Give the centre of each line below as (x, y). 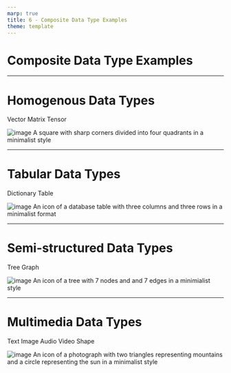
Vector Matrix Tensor (37, 119)
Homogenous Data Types (81, 100)
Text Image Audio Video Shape (51, 341)
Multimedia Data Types (75, 322)
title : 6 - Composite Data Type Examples (67, 20)
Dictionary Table (30, 193)
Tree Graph (23, 267)
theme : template (30, 26)
